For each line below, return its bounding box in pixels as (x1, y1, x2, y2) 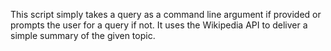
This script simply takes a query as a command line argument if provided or (10, 9, 322, 20)
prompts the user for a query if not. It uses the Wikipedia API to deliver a (10, 19, 308, 31)
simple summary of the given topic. (10, 30, 156, 41)
